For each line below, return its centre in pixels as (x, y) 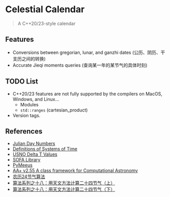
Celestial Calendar (45, 9)
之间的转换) (33, 59)
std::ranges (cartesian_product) (54, 110)
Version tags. (26, 115)
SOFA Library (26, 160)
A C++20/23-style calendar (46, 23)
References (24, 131)
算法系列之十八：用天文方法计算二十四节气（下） (64, 189)
